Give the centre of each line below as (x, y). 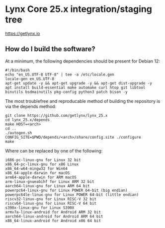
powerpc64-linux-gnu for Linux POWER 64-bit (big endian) (66, 190)
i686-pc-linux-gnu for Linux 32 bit (43, 160)
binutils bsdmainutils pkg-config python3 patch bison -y (66, 92)
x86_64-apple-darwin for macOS (38, 173)
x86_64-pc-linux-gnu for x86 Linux (42, 164)
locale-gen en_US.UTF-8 (30, 79)
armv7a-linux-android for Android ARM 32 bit (53, 212)
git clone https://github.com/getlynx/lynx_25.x (56, 115)
